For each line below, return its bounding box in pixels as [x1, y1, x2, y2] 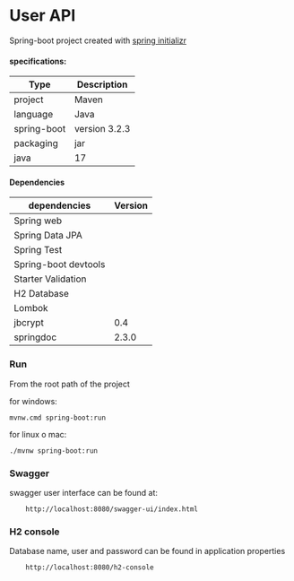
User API [9, 5, 76, 26]
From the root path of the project [9, 378, 130, 389]
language [13, 108, 54, 121]
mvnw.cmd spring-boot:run [9, 413, 106, 422]
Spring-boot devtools [13, 258, 106, 271]
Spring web [13, 214, 63, 227]
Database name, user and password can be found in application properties [9, 546, 286, 557]
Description [76, 78, 128, 91]
